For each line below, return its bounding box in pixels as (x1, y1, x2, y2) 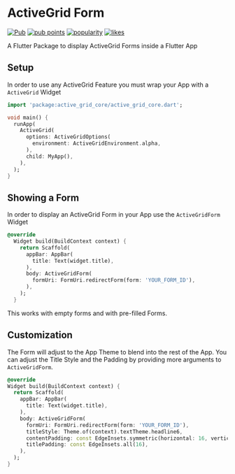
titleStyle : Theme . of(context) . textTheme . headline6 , (25, 428, 183, 435)
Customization (7, 329, 73, 341)
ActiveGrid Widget (7, 87, 62, 96)
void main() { (7, 114, 49, 121)
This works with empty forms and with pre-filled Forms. (7, 309, 168, 317)
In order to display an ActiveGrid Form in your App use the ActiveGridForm (7, 210, 220, 219)
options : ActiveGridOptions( (25, 134, 111, 141)
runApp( (13, 120, 36, 127)
